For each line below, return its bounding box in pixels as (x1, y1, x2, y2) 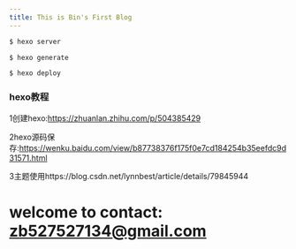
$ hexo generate (9, 53, 69, 62)
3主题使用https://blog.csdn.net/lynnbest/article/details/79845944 (9, 170, 249, 181)
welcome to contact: (9, 202, 163, 222)
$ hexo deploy (9, 69, 62, 78)
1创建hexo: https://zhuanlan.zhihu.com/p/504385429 (9, 112, 201, 124)
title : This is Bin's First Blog (9, 12, 133, 22)
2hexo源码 (9, 132, 48, 142)
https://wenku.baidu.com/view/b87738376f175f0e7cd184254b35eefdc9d (19, 142, 287, 153)
